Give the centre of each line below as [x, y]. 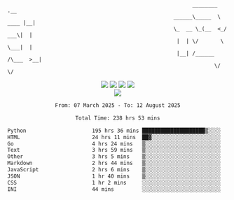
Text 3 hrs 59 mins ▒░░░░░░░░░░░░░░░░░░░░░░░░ [114, 150]
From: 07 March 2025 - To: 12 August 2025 [118, 106]
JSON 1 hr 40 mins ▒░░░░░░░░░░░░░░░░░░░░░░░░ [114, 176]
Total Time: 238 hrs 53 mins [118, 118]
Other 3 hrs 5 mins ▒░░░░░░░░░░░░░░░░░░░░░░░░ [114, 157]
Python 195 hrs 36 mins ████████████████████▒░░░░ [114, 131]
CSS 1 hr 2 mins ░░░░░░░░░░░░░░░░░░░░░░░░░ [114, 183]
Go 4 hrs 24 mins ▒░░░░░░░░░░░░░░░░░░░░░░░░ [114, 144]
